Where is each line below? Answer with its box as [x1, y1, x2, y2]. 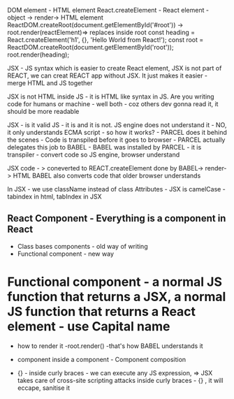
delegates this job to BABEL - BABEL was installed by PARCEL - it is [7, 143, 202, 151]
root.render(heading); [7, 50, 70, 59]
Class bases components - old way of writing [17, 242, 148, 250]
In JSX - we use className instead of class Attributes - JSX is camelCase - [7, 185, 226, 193]
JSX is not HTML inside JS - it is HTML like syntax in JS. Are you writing [7, 92, 214, 101]
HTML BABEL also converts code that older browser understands [13, 171, 201, 180]
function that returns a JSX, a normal [7, 289, 226, 305]
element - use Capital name [7, 319, 170, 334]
